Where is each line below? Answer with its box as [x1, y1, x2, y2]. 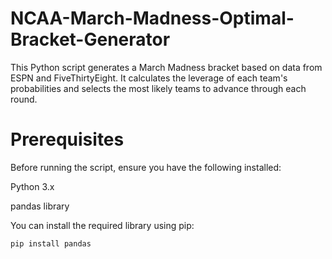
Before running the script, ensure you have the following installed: [10, 161, 282, 173]
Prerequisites [10, 128, 125, 151]
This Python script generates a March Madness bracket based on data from [10, 61, 323, 73]
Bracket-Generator [10, 28, 171, 51]
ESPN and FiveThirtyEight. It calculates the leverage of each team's [10, 72, 288, 84]
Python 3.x [10, 180, 55, 192]
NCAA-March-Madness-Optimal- [10, 7, 295, 30]
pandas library [10, 200, 70, 212]
